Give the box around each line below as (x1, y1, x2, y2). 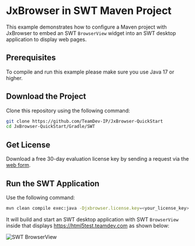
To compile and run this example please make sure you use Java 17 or (6, 68, 175, 75)
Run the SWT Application (6, 178, 100, 188)
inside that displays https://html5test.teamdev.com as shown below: (6, 222, 170, 229)
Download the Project (6, 92, 86, 102)
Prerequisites (6, 53, 56, 63)
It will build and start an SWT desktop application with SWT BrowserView (6, 216, 179, 223)
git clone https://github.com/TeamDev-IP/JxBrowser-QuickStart (6, 118, 163, 124)
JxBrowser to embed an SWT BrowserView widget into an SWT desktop (6, 29, 176, 36)
